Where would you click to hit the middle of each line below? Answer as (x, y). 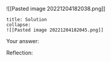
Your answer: (23, 41)
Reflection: (20, 53)
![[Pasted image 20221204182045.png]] (55, 30)
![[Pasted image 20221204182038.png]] (56, 9)
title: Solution (27, 20)
